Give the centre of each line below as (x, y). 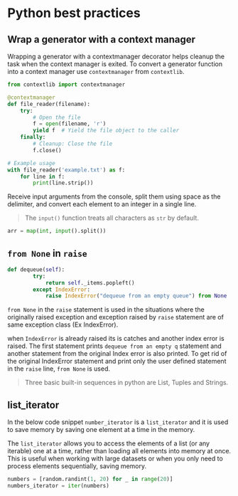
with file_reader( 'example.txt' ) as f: (66, 170)
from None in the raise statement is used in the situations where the (106, 310)
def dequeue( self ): (36, 269)
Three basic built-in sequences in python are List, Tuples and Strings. (126, 383)
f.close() (47, 150)
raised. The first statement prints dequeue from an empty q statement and (114, 346)
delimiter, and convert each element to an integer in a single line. (102, 204)
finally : (33, 137)
